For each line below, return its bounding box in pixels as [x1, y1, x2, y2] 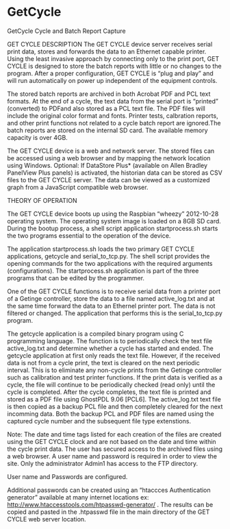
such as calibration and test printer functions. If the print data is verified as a [7, 373, 222, 381]
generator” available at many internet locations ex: [7, 493, 149, 501]
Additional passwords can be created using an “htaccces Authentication [7, 486, 211, 494]
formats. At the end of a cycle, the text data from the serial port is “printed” [7, 97, 219, 105]
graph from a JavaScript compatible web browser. [7, 183, 149, 191]
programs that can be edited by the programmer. [7, 273, 145, 282]
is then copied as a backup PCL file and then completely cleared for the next [7, 402, 223, 410]
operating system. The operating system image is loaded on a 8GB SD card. [7, 217, 221, 225]
